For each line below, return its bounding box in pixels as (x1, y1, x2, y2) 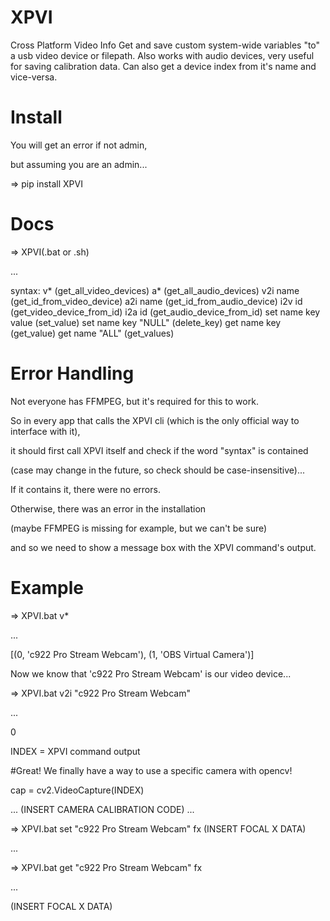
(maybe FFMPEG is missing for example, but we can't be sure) (10, 522, 268, 534)
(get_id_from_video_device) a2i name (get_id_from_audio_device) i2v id (10, 295, 303, 307)
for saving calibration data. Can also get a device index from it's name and (10, 60, 317, 72)
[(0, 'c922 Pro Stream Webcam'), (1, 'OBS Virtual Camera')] (10, 648, 255, 660)
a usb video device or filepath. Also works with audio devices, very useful (10, 49, 315, 61)
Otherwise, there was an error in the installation (10, 502, 207, 515)
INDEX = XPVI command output (10, 745, 141, 757)
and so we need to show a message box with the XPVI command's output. (10, 541, 317, 553)
